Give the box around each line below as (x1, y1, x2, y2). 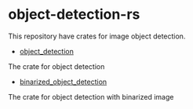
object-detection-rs (8, 5, 140, 24)
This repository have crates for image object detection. (8, 31, 186, 41)
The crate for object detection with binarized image (8, 92, 174, 101)
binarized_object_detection (19, 77, 107, 86)
